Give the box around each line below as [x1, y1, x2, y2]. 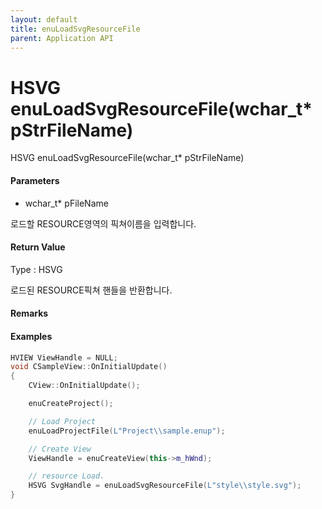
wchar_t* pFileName [24, 197, 109, 209]
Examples [10, 330, 53, 342]
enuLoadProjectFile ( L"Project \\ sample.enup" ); [28, 426, 226, 436]
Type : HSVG [10, 263, 63, 275]
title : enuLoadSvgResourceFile [10, 24, 141, 34]
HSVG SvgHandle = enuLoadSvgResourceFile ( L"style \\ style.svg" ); [28, 481, 302, 491]
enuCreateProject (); [28, 399, 114, 409]
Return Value [10, 241, 66, 253]
